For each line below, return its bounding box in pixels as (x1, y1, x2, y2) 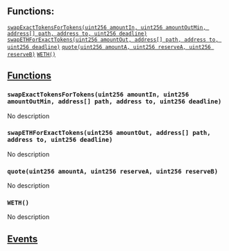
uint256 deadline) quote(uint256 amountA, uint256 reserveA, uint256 (7, 43, 212, 51)
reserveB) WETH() (7, 51, 56, 58)
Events (7, 233, 38, 245)
